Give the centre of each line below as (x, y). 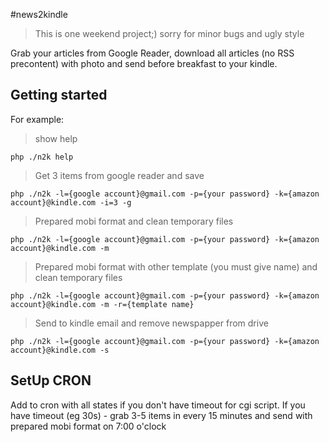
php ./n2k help (42, 157)
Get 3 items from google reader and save (119, 175)
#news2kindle (39, 14)
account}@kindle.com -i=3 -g (71, 202)
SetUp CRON (51, 380)
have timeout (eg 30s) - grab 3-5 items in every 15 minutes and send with (161, 415)
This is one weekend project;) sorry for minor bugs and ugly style (169, 33)
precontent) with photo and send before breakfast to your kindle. (144, 63)
